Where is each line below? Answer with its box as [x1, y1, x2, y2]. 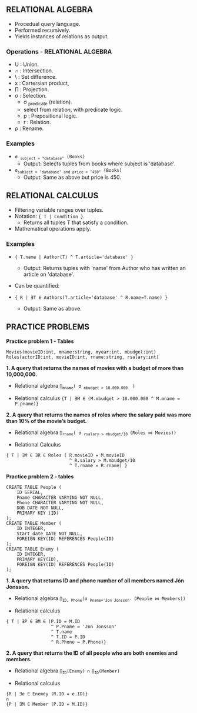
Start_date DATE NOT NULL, [16, 531, 83, 537]
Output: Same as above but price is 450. [23, 174, 122, 181]
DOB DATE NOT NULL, [16, 505, 65, 511]
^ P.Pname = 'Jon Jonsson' [51, 624, 117, 630]
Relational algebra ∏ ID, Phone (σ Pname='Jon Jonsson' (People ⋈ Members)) [14, 595, 186, 603]
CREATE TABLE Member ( [6, 521, 62, 527]
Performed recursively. [14, 26, 71, 34]
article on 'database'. [23, 271, 75, 278]
